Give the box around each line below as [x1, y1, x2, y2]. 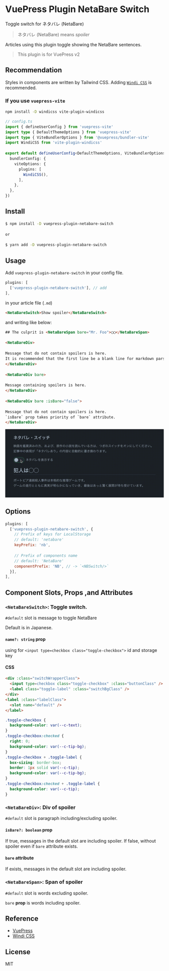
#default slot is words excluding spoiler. [5, 890, 89, 896]
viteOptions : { [14, 161, 46, 167]
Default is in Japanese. [5, 624, 53, 630]
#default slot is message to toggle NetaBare [5, 615, 97, 621]
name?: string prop [5, 636, 46, 642]
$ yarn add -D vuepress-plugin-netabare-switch [5, 243, 107, 248]
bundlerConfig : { [10, 156, 46, 162]
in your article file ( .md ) [5, 300, 53, 306]
